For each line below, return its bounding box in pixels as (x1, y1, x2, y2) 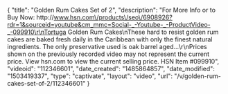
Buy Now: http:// (7, 13, 54, 21)
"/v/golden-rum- (174, 72, 222, 80)
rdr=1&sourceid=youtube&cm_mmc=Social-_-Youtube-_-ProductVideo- (7, 21, 211, 28)
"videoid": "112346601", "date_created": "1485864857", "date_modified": (7, 65, 215, 73)
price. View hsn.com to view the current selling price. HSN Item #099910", (7, 57, 220, 65)
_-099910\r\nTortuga (7, 28, 67, 36)
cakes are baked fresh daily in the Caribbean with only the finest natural (7, 35, 213, 44)
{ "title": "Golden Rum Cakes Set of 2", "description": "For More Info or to (7, 6, 216, 14)
